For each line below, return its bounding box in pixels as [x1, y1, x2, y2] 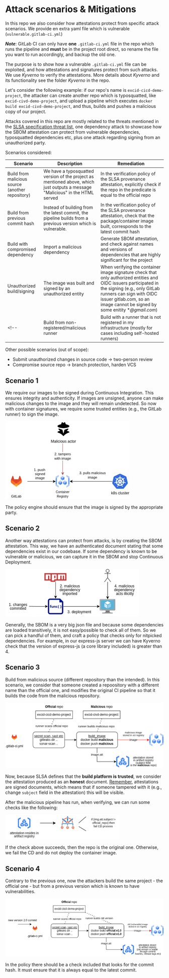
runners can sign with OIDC [100, 291, 157, 297]
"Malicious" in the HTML [43, 189, 94, 195]
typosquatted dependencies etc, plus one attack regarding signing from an [5, 134, 160, 140]
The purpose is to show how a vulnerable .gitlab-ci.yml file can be [5, 61, 147, 67]
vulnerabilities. [5, 889, 36, 895]
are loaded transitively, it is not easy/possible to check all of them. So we [5, 627, 156, 633]
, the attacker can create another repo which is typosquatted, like [21, 92, 156, 98]
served [43, 195, 58, 201]
